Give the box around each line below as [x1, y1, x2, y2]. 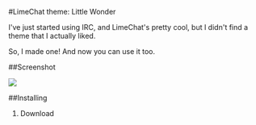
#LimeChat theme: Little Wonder [8, 7, 116, 16]
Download [19, 109, 55, 118]
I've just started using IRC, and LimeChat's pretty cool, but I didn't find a [8, 23, 249, 31]
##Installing [8, 93, 48, 102]
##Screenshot [8, 62, 56, 72]
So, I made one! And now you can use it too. [8, 47, 156, 56]
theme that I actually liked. [8, 31, 96, 40]
